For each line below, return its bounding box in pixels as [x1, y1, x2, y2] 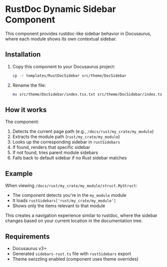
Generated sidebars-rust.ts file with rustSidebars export [12, 251, 131, 257]
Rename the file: [12, 82, 46, 88]
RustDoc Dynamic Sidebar [5, 3, 116, 15]
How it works [5, 106, 47, 114]
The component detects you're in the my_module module [12, 192, 127, 198]
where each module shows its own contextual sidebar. [5, 36, 117, 42]
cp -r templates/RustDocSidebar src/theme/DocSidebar [12, 73, 127, 78]
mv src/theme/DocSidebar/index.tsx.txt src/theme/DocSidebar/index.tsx [12, 92, 165, 97]
